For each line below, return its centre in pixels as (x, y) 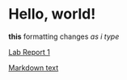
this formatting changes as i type (64, 36)
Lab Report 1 (29, 52)
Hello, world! (52, 14)
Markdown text (34, 67)
